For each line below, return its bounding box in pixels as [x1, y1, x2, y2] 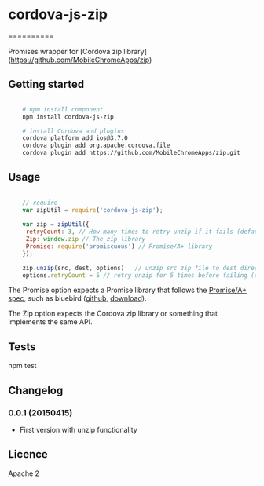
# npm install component [22, 105, 104, 113]
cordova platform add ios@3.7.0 [22, 134, 128, 142]
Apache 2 [8, 469, 40, 478]
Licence [8, 448, 49, 461]
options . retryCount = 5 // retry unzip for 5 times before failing [22, 271, 247, 280]
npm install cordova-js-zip [22, 112, 114, 121]
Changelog [8, 383, 64, 397]
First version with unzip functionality [19, 425, 137, 434]
